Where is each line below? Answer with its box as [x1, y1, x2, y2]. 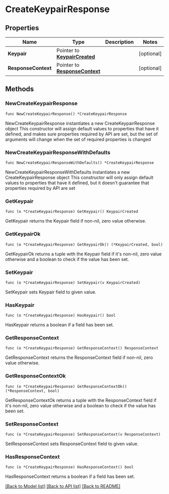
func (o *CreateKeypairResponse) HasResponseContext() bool [5, 465, 134, 470]
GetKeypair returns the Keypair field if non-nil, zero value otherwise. [5, 218, 147, 224]
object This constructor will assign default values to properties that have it [5, 125, 159, 131]
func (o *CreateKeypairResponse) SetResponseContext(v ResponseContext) [5, 432, 161, 437]
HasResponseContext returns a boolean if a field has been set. [5, 473, 135, 479]
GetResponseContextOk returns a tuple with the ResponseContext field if [5, 397, 157, 403]
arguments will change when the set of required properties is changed [5, 136, 151, 142]
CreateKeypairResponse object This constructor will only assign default [5, 174, 153, 180]
